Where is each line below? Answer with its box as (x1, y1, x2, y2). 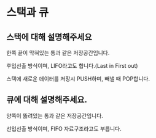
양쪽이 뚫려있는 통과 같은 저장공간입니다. (6, 112, 103, 119)
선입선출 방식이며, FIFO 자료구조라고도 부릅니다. (6, 125, 122, 132)
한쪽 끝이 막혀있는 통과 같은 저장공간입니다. (6, 49, 110, 56)
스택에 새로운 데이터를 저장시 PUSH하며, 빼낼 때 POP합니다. (6, 75, 150, 82)
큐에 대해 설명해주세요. (6, 95, 88, 105)
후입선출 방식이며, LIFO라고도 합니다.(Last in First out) (6, 62, 138, 69)
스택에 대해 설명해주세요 (6, 32, 92, 42)
